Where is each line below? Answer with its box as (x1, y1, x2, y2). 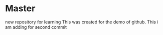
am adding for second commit (5, 24, 67, 30)
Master (5, 3, 36, 14)
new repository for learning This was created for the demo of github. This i (5, 19, 159, 25)
